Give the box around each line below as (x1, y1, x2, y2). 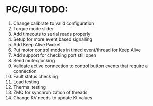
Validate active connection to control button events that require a (13, 63, 148, 69)
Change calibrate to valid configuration (13, 20, 94, 26)
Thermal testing (13, 84, 46, 90)
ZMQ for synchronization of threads (13, 89, 88, 95)
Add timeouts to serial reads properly (13, 31, 91, 37)
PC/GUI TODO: (6, 4, 68, 15)
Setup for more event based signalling (13, 36, 93, 42)
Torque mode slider (13, 25, 54, 31)
